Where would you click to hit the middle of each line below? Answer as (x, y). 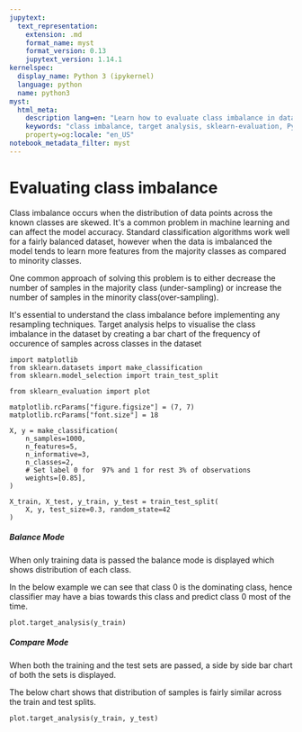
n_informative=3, (58, 454)
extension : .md (54, 34)
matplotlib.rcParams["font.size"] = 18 (84, 415)
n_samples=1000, (56, 438)
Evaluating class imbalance (114, 188)
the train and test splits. (53, 701)
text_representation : (58, 26)
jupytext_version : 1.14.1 (74, 59)
